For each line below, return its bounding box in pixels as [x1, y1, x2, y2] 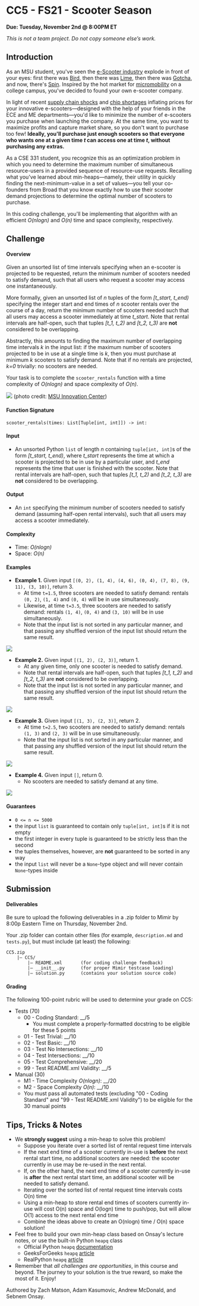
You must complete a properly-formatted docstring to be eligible [32, 1020, 190, 1028]
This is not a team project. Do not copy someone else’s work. [6, 35, 156, 42]
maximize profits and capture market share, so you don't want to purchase [6, 123, 189, 131]
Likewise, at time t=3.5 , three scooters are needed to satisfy [23, 602, 171, 610]
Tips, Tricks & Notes [6, 1120, 83, 1130]
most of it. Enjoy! [14, 1275, 56, 1282]
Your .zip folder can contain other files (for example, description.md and [6, 932, 183, 939]
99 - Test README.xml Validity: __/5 [23, 1065, 112, 1072]
